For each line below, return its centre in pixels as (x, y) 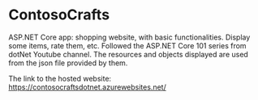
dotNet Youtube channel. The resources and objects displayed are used (129, 54)
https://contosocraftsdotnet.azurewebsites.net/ (87, 87)
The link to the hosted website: (60, 78)
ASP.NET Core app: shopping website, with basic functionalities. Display (129, 37)
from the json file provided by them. (68, 63)
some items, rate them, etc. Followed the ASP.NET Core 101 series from (127, 45)
